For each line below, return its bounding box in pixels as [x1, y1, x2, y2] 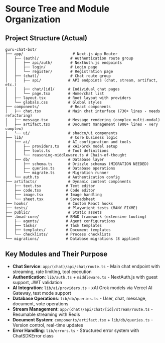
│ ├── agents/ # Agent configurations [5, 219, 115, 224]
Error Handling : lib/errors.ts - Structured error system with [12, 327, 139, 333]
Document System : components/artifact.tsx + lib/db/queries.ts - [12, 316, 153, 322]
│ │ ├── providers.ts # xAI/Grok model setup [5, 144, 118, 149]
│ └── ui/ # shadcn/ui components [5, 131, 118, 136]
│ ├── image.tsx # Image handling [5, 192, 102, 197]
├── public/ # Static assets [5, 210, 102, 215]
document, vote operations [12, 300, 69, 307]
